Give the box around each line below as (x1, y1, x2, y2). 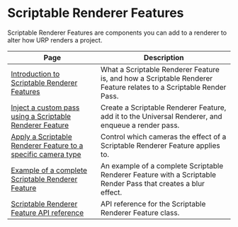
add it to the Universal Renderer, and (100, 111, 222, 121)
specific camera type (11, 149, 81, 159)
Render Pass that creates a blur (100, 178, 205, 188)
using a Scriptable (11, 111, 72, 121)
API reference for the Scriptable (100, 199, 206, 209)
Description (144, 52, 184, 62)
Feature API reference (11, 207, 84, 217)
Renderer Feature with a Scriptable (100, 170, 217, 180)
